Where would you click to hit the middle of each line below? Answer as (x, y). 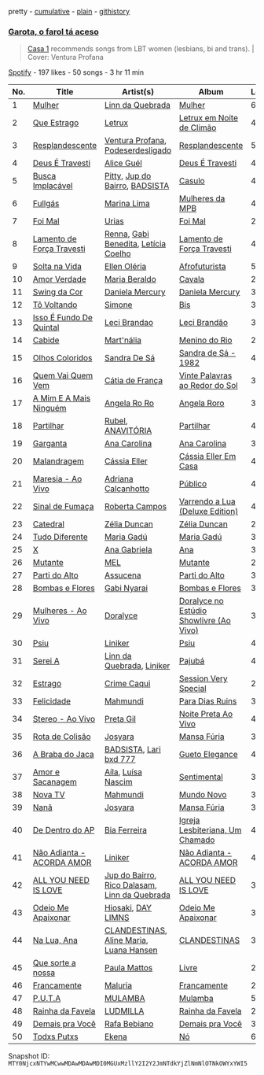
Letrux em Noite (209, 118)
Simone (119, 305)
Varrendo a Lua (207, 501)
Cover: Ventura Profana (65, 57)
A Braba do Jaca (63, 755)
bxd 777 (120, 759)
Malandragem (59, 461)
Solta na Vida (57, 267)
